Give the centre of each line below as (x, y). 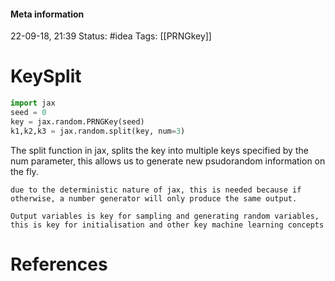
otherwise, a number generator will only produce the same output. (154, 198)
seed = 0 (28, 113)
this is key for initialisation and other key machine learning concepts (167, 225)
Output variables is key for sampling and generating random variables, (165, 216)
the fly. (24, 171)
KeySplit (46, 76)
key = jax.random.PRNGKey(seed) (77, 121)
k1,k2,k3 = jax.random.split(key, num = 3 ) (98, 131)
